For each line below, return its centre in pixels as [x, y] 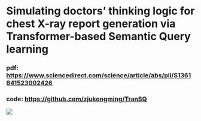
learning [28, 49]
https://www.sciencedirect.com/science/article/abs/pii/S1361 [99, 75]
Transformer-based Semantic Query [99, 37]
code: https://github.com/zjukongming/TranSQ [77, 99]
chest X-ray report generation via [91, 24]
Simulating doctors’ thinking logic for [100, 11]
